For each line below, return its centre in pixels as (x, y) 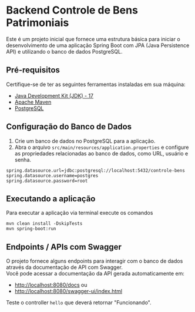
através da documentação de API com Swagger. (65, 267)
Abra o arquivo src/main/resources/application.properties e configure (102, 147)
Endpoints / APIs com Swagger (64, 247)
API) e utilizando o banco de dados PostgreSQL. (64, 51)
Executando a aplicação (51, 199)
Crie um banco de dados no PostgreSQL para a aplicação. (85, 141)
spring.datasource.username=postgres (52, 175)
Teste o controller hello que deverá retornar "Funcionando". (79, 303)
